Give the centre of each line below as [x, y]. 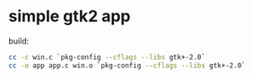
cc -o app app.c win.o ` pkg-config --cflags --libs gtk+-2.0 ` [127, 65]
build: [19, 41]
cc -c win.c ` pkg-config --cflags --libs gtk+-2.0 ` [107, 57]
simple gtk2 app [70, 16]
